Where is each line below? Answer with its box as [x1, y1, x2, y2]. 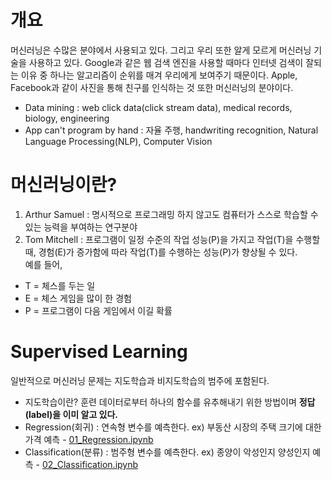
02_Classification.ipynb [42, 458, 139, 470]
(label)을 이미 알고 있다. [24, 408, 119, 420]
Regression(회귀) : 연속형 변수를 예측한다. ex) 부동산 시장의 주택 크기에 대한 [24, 421, 322, 433]
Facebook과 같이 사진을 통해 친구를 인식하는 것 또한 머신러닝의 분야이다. [10, 81, 294, 93]
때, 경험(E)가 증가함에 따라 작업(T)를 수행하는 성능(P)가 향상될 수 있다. [24, 246, 298, 258]
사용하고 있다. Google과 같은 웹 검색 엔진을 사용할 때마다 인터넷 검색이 [28, 56, 304, 68]
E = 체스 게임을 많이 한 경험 [24, 292, 132, 304]
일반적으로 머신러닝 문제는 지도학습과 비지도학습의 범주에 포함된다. [10, 374, 270, 386]
